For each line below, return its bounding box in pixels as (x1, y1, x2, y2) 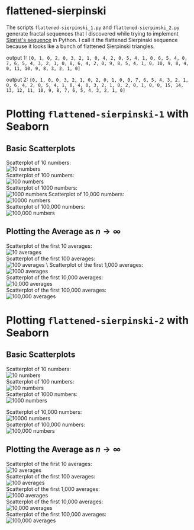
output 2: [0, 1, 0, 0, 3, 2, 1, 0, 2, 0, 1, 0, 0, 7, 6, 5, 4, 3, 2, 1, (6, 76, 189, 83)
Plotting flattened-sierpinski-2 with (6, 313, 189, 327)
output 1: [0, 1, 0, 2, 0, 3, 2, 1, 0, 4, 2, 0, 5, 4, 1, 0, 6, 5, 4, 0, (6, 54, 187, 61)
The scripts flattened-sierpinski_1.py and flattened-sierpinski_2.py (6, 24, 180, 31)
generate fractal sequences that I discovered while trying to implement (6, 30, 179, 37)
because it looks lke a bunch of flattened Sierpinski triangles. (6, 43, 155, 50)
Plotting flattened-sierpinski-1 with (6, 107, 189, 121)
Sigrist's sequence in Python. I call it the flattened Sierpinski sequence (6, 36, 178, 43)
